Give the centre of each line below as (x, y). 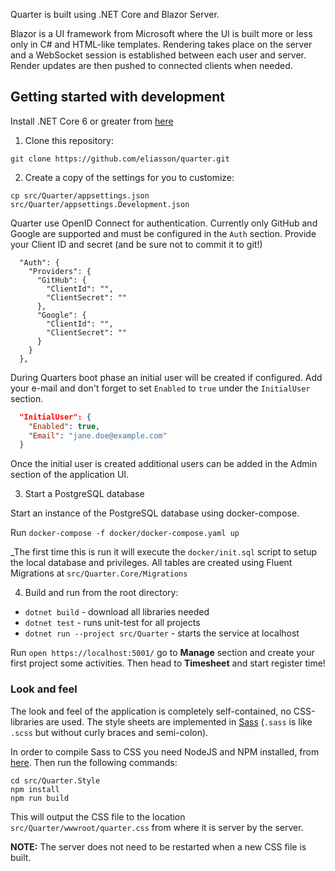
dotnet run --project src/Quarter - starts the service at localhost (162, 633)
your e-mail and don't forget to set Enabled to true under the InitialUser (160, 388)
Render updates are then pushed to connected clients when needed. (151, 65)
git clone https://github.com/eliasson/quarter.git (120, 159)
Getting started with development (118, 97)
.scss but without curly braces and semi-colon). (109, 732)
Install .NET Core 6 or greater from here (92, 121)
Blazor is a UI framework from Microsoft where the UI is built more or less (161, 33)
